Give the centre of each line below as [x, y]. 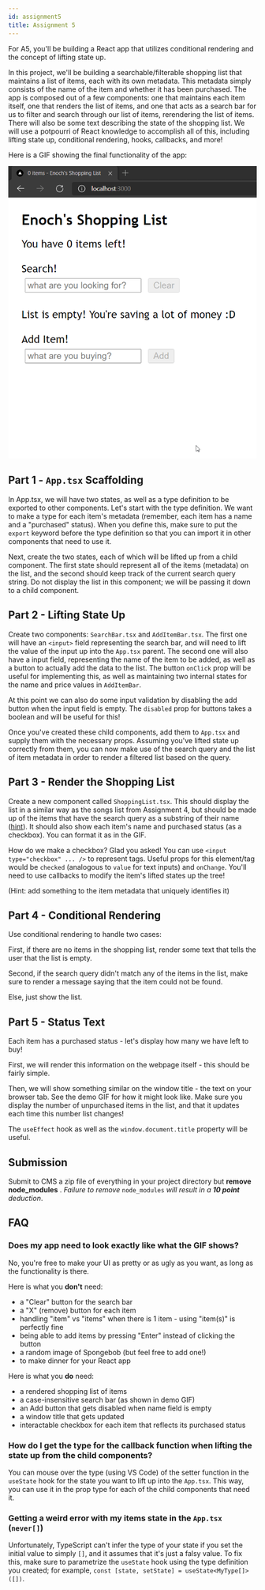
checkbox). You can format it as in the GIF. [77, 835]
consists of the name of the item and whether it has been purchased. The [127, 89]
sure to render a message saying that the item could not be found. [116, 982]
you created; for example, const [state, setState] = [95, 1570]
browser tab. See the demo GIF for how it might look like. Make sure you [125, 1097]
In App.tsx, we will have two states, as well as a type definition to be [119, 499]
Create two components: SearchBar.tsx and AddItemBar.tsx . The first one [128, 634]
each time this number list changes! [66, 1114]
